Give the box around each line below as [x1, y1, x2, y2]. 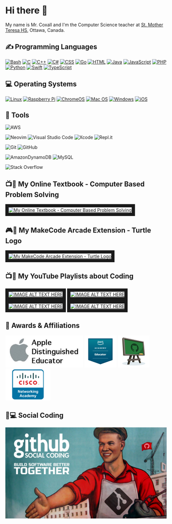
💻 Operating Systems [5, 80, 77, 89]
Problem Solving [5, 190, 59, 199]
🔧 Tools [5, 110, 30, 120]
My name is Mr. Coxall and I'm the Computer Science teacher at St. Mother [5, 22, 163, 28]
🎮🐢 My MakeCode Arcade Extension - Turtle [5, 226, 152, 235]
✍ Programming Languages [5, 43, 97, 51]
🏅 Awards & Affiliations [5, 321, 80, 330]
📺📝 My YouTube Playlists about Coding [5, 272, 134, 281]
